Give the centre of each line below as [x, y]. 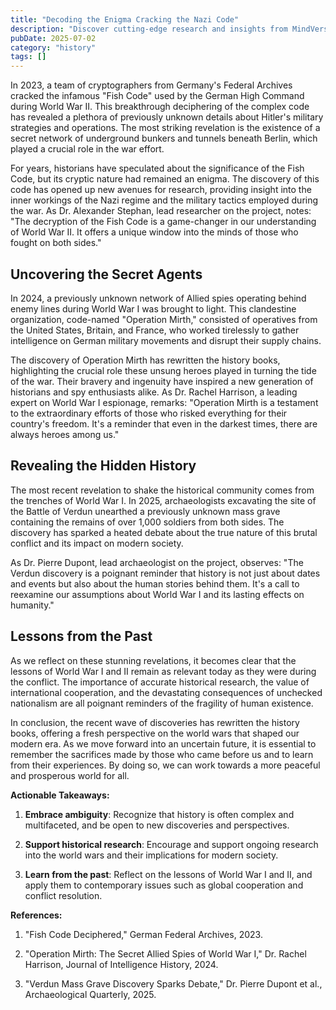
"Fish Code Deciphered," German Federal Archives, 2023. [143, 934]
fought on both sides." [56, 243]
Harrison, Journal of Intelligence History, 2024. [121, 964]
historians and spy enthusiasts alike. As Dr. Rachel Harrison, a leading [154, 392]
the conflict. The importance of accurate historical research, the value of [160, 682]
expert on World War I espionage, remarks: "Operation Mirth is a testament [164, 402]
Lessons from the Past [81, 636]
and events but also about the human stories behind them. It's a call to [155, 583]
